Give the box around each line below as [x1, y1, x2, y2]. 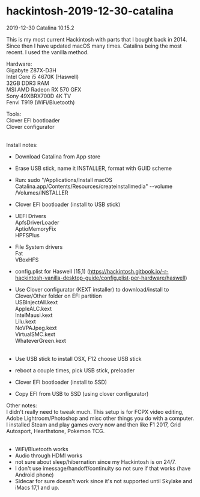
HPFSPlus [14, 231, 40, 239]
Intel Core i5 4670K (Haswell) [6, 73, 79, 80]
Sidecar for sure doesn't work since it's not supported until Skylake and [14, 477, 193, 484]
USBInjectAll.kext [14, 298, 58, 305]
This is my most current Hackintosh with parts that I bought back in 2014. [6, 36, 187, 43]
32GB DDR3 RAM [6, 80, 49, 87]
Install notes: [6, 141, 38, 148]
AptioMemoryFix [14, 225, 56, 233]
